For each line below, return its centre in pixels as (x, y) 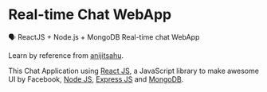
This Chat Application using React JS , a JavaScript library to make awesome (133, 71)
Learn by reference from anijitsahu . (66, 55)
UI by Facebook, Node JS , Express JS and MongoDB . (96, 79)
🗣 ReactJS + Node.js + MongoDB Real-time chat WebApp (104, 36)
